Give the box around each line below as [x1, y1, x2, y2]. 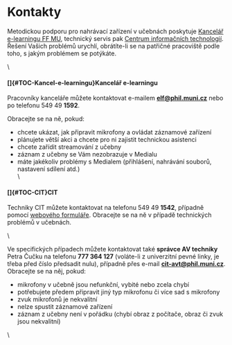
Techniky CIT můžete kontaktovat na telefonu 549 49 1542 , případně [7, 204, 204, 212]
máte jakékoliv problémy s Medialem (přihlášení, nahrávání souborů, [17, 157, 212, 166]
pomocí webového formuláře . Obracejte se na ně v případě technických [7, 211, 212, 219]
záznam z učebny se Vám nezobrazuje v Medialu [17, 150, 157, 159]
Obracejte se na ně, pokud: [7, 115, 85, 123]
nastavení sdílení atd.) [17, 165, 80, 173]
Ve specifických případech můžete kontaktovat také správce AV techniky [7, 245, 218, 254]
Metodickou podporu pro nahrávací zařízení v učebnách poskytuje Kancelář [7, 27, 224, 35]
